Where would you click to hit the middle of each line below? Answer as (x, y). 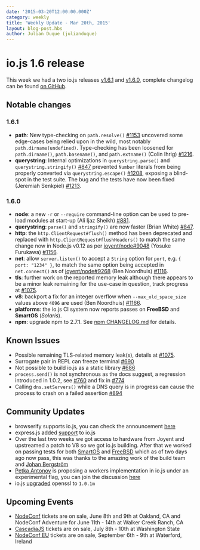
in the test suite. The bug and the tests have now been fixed (101, 179)
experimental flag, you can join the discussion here (78, 477)
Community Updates (46, 412)
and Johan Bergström (41, 464)
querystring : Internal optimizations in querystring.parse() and (92, 160)
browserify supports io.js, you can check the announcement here (95, 426)
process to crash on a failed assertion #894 (69, 393)
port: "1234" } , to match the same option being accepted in (89, 265)
